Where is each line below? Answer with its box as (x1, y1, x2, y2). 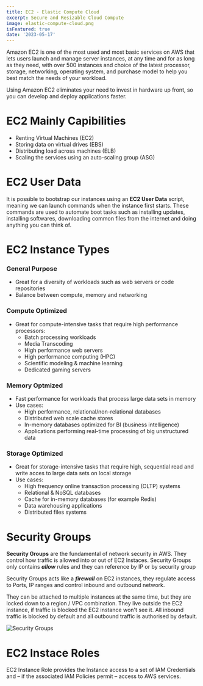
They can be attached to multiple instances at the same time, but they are (6, 593, 191, 600)
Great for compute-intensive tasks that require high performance (15, 320, 179, 327)
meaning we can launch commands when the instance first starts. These (6, 202, 189, 209)
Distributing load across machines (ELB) (15, 147, 116, 155)
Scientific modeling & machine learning (24, 359, 123, 367)
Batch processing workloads (24, 334, 96, 341)
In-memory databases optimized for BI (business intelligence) (24, 421, 180, 428)
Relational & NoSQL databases (24, 489, 101, 497)
